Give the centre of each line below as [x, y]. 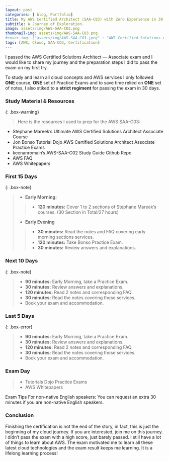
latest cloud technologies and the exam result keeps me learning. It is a [79, 447]
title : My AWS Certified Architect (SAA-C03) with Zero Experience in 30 [84, 19]
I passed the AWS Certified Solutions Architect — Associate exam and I [79, 57]
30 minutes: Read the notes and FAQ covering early [92, 232]
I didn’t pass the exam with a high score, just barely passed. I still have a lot [83, 437]
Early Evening [40, 222]
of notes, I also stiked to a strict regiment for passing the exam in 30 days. [83, 88]
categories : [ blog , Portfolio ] [39, 15]
